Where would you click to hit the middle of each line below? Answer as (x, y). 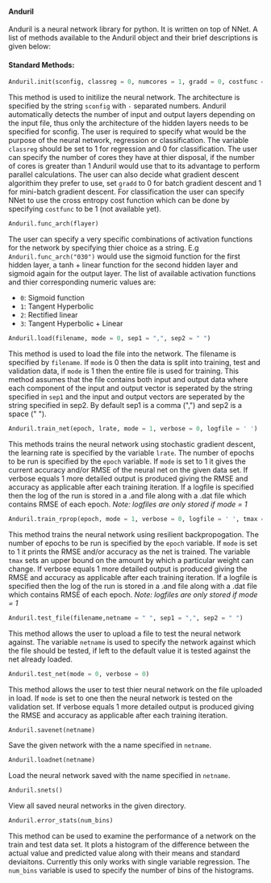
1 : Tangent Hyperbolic (57, 306)
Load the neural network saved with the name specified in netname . (119, 776)
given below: (29, 46)
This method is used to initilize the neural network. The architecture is (124, 98)
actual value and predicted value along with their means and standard (124, 853)
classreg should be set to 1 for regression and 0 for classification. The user (133, 149)
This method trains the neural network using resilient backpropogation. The (134, 534)
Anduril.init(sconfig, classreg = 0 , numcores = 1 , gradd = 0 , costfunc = (137, 82)
